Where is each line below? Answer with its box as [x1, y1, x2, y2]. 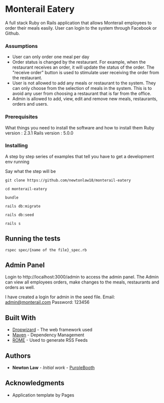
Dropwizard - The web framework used [12, 327, 93, 333]
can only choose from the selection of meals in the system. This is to [12, 85, 152, 91]
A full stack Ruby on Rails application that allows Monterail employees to [5, 20, 152, 26]
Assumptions [5, 42, 38, 49]
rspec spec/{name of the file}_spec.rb [5, 247, 87, 252]
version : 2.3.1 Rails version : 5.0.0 [5, 130, 74, 136]
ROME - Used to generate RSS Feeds [12, 337, 88, 343]
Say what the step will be [5, 168, 56, 174]
